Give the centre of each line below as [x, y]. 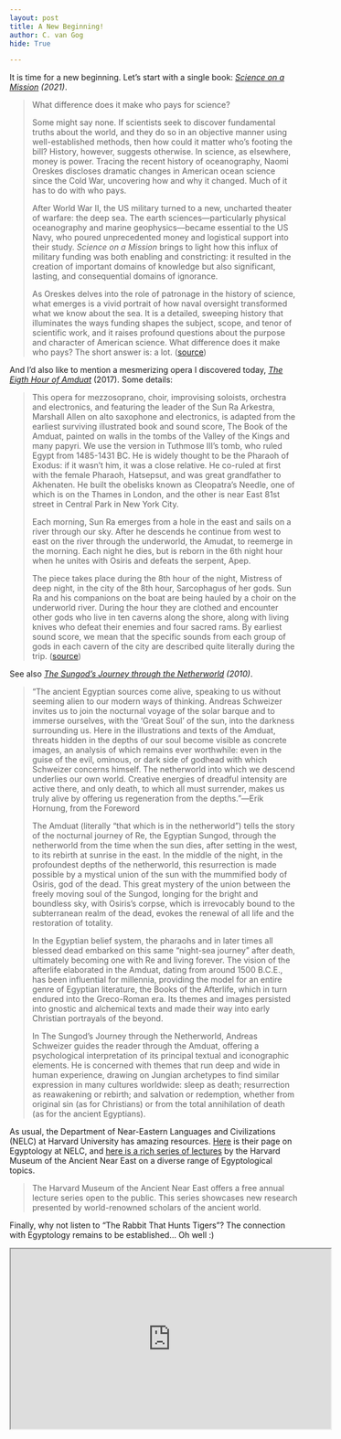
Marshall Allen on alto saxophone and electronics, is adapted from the [163, 417]
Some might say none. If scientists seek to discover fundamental [154, 123]
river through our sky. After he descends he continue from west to [156, 532]
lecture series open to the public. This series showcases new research [165, 1198]
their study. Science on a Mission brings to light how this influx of [155, 247]
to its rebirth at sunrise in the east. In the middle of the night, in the [157, 855]
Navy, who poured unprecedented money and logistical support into [160, 238]
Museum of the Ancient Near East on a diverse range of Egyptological [141, 1161]
